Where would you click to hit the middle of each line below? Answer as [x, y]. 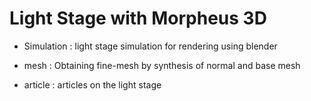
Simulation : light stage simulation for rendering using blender [150, 46]
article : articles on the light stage [92, 84]
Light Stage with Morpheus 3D [138, 18]
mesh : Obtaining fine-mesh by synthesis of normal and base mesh [162, 65]
